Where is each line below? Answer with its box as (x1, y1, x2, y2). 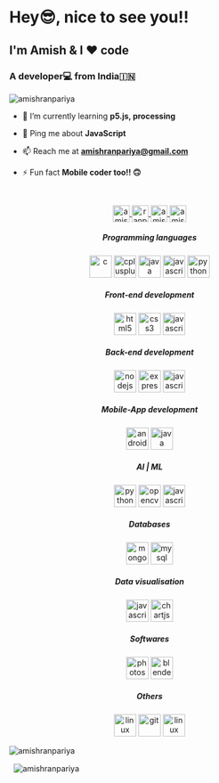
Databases (128, 519, 171, 530)
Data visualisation (114, 576, 185, 587)
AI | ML (136, 461, 163, 472)
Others (136, 691, 163, 702)
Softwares (129, 633, 170, 644)
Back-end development (105, 347, 194, 358)
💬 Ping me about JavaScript (21, 127, 126, 138)
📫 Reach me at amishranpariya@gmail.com (21, 145, 189, 156)
